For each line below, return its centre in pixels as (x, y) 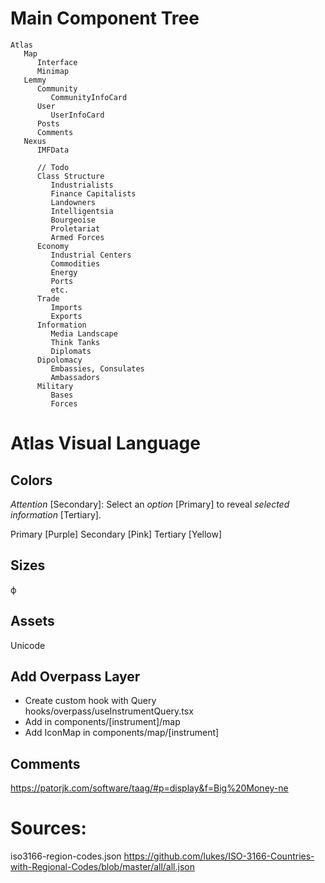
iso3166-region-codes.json (66, 856)
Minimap (53, 71)
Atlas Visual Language (105, 443)
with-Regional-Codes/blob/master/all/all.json (102, 867)
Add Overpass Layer (75, 676)
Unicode (28, 645)
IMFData (53, 150)
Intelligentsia (82, 211)
